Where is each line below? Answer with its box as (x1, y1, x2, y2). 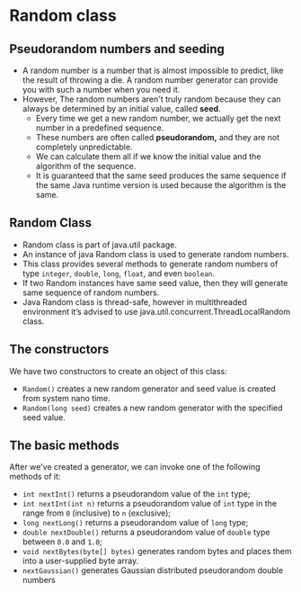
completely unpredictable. (35, 141, 133, 152)
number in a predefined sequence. (35, 122, 164, 133)
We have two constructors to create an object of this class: (9, 365, 227, 376)
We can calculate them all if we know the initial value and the (35, 151, 261, 162)
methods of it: (9, 471, 61, 482)
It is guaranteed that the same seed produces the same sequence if (35, 170, 287, 181)
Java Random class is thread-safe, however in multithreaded (22, 296, 247, 307)
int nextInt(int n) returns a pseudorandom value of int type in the (22, 498, 277, 509)
